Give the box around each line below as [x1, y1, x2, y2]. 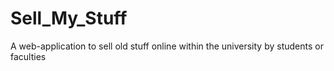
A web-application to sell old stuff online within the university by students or [10, 40, 324, 52]
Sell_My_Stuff [10, 7, 128, 30]
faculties [10, 50, 47, 62]
